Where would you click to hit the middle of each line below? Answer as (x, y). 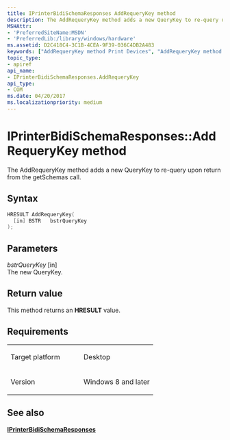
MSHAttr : (20, 26)
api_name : (21, 70)
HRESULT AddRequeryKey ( (41, 214)
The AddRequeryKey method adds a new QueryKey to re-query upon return (114, 170)
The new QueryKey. (35, 272)
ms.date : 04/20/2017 (37, 96)
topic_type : (24, 58)
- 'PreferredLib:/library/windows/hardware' (72, 39)
